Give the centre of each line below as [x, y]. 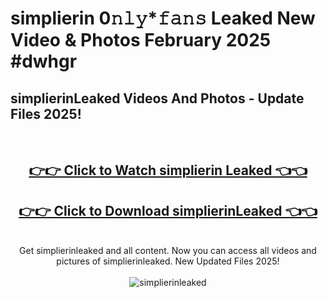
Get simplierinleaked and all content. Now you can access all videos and [168, 251]
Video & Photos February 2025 [141, 40]
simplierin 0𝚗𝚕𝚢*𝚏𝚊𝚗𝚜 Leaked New [163, 18]
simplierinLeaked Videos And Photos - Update [157, 98]
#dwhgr [44, 61]
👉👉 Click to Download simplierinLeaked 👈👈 [168, 210]
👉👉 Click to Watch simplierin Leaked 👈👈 [168, 170]
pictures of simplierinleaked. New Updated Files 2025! [168, 261]
